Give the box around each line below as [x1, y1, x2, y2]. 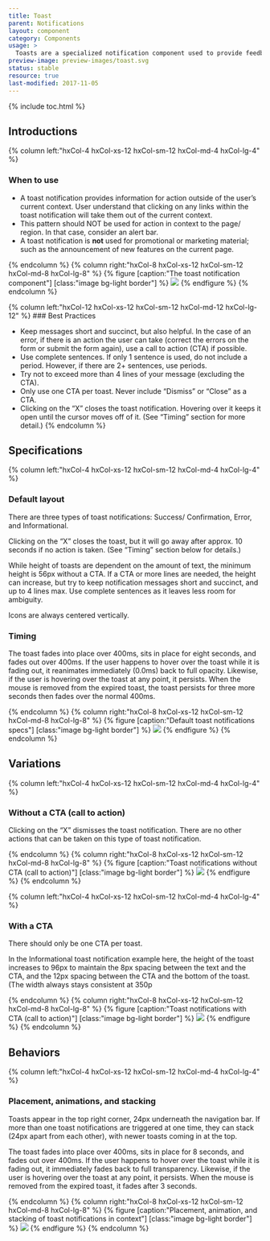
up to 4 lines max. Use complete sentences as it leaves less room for [8, 585, 236, 596]
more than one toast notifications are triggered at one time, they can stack [8, 1123, 255, 1132]
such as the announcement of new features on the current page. [19, 244, 235, 254]
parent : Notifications [8, 19, 84, 27]
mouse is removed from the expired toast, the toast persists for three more [8, 683, 256, 693]
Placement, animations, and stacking [8, 1096, 157, 1107]
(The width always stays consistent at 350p [8, 980, 153, 990]
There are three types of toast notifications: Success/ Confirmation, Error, [8, 512, 252, 522]
